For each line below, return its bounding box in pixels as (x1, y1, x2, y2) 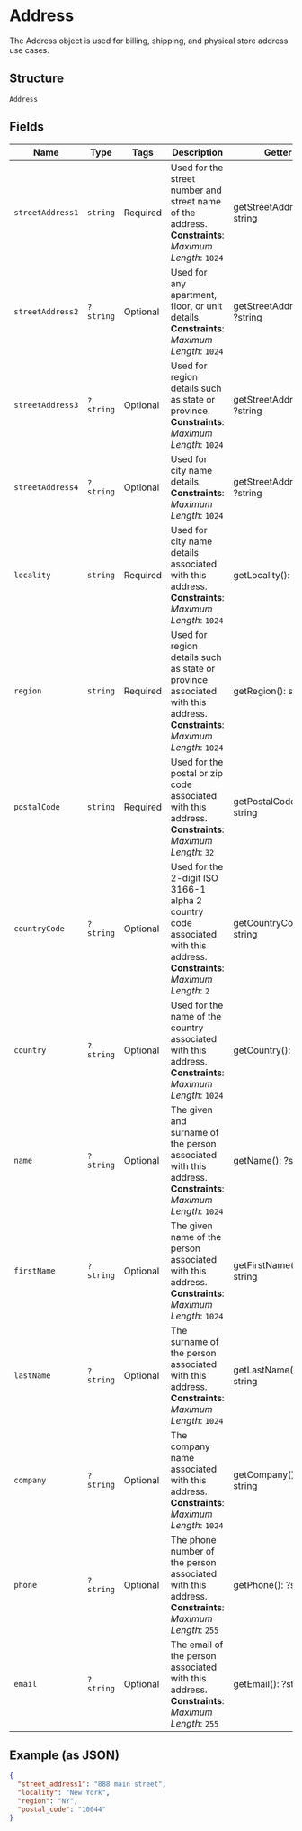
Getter (263, 146, 292, 159)
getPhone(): (233, 1578, 284, 1591)
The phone (170, 1533, 218, 1545)
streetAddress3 (13, 400, 79, 410)
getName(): (233, 1154, 281, 1166)
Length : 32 (170, 846, 215, 858)
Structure (9, 71, 65, 86)
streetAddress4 (13, 482, 79, 492)
